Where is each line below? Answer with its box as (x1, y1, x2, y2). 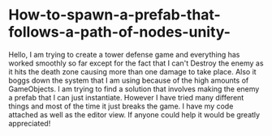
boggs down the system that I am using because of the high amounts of (8, 75, 249, 85)
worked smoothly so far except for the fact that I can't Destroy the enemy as (8, 58, 264, 68)
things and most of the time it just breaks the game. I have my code (8, 101, 234, 111)
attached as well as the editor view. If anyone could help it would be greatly (8, 109, 261, 119)
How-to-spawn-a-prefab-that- (8, 6, 221, 24)
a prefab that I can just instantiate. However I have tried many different (8, 92, 244, 102)
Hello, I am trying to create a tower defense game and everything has (8, 49, 240, 59)
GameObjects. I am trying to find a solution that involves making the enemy (8, 83, 260, 94)
